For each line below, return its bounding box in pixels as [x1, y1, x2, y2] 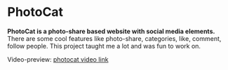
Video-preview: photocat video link [7, 55, 109, 63]
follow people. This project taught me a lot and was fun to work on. [7, 42, 201, 50]
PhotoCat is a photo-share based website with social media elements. [7, 27, 215, 35]
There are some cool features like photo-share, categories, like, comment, [7, 34, 222, 42]
